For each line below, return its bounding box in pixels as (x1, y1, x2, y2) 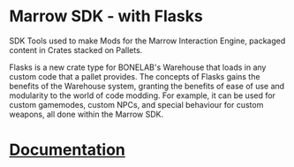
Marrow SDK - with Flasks (9, 6, 203, 27)
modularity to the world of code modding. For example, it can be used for (9, 90, 276, 101)
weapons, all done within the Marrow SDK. (9, 109, 164, 119)
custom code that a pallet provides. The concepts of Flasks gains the (9, 71, 260, 81)
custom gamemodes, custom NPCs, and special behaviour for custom (9, 99, 264, 110)
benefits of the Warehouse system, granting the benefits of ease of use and (9, 80, 285, 91)
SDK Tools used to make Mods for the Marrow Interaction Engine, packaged (9, 35, 286, 46)
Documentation (9, 140, 126, 160)
